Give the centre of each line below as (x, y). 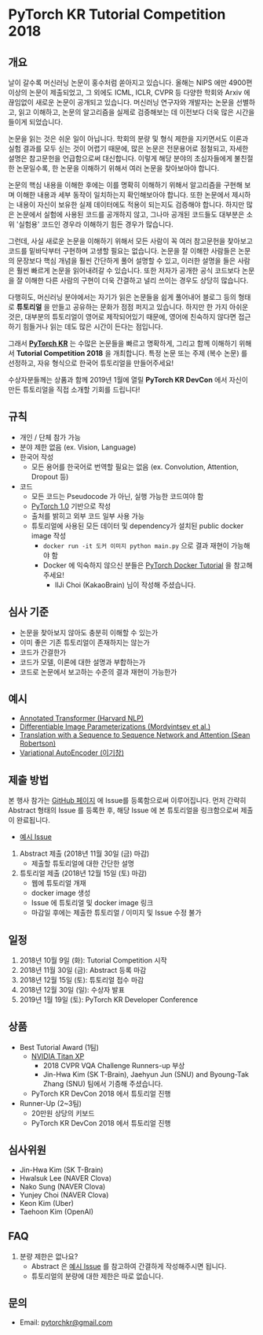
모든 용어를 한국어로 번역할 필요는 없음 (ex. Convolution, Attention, (135, 467)
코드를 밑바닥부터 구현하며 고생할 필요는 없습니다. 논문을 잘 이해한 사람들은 (122, 251)
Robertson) (38, 743)
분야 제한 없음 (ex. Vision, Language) (78, 447)
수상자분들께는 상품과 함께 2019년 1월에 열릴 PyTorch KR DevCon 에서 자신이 (128, 380)
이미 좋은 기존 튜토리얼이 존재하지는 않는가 (85, 642)
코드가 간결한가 (43, 652)
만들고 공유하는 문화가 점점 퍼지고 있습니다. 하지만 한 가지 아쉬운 (150, 307)
